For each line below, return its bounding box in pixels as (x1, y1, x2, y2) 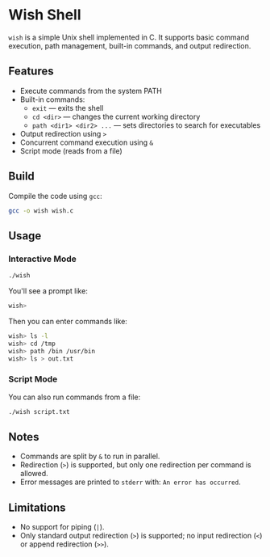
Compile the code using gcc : (8, 191, 102, 200)
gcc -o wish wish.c (8, 206, 74, 215)
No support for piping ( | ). (19, 522, 105, 532)
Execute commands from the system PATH (19, 86, 163, 95)
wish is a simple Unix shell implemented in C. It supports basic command (8, 32, 250, 42)
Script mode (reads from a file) (19, 146, 123, 155)
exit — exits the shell (31, 103, 104, 112)
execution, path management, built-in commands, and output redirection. (8, 40, 251, 50)
